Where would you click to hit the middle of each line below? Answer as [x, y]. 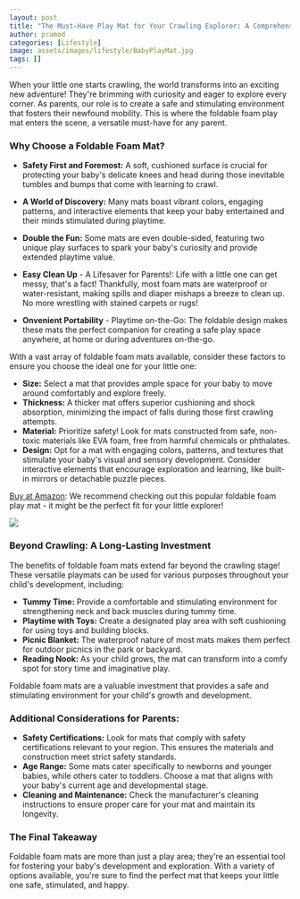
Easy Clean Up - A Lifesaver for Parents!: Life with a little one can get [150, 275]
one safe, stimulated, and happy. [69, 885]
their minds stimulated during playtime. [94, 221]
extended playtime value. [69, 257]
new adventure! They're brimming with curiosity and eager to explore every [148, 94]
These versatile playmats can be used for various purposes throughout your [149, 575]
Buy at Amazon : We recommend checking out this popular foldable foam [143, 496]
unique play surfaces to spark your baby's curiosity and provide [140, 248]
